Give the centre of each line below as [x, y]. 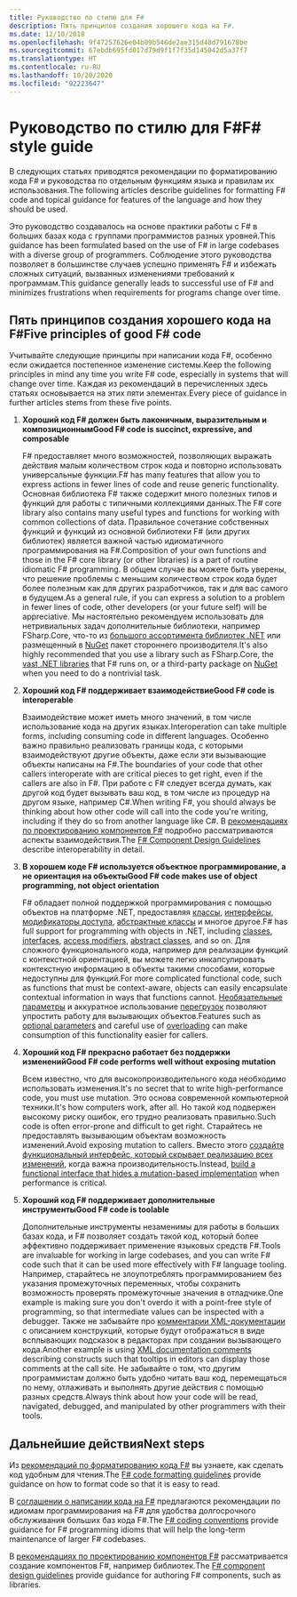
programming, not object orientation [90, 886]
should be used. [39, 209]
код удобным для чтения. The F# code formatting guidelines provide [135, 1475]
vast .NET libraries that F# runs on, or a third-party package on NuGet [150, 664]
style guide [51, 146]
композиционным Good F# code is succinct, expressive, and [137, 429]
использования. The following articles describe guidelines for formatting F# [148, 190]
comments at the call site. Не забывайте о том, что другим [131, 1368]
